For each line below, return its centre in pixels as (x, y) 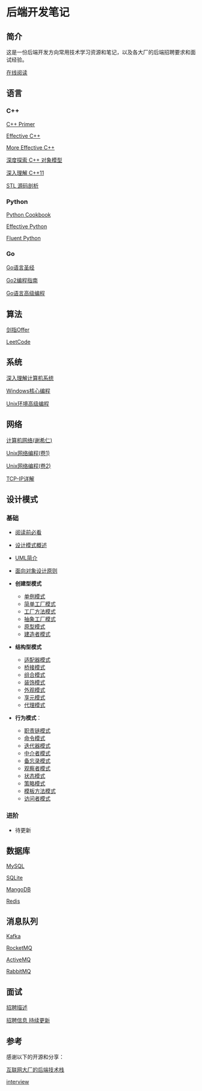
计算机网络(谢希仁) (29, 440)
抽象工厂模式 (40, 619)
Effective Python (27, 226)
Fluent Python (23, 238)
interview (18, 1081)
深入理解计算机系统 (30, 378)
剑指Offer (18, 330)
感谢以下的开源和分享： (35, 1057)
